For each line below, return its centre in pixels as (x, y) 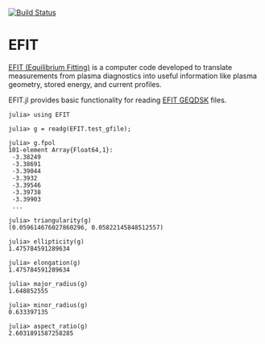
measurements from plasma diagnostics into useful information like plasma (133, 76)
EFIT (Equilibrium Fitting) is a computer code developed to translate (120, 67)
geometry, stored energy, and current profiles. (85, 84)
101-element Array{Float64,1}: (61, 150)
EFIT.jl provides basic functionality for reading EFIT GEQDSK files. (118, 100)
